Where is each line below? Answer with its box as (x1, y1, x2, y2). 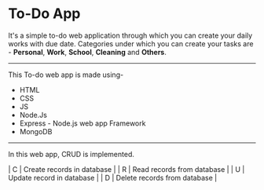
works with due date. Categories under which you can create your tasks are (8, 38, 254, 48)
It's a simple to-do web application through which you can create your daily (8, 31, 253, 40)
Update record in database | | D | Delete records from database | (8, 173, 218, 182)
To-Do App (8, 5, 81, 23)
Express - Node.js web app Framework (19, 119, 146, 128)
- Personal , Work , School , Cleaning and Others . (8, 47, 167, 57)
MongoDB (19, 126, 53, 136)
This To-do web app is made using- (8, 70, 124, 79)
